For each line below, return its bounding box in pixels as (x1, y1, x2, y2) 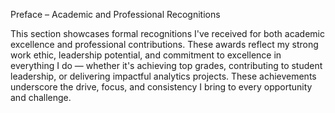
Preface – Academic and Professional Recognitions (10, 9, 221, 20)
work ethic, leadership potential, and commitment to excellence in (10, 49, 282, 61)
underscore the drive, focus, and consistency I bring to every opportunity (10, 81, 313, 93)
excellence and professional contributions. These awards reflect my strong (10, 39, 319, 50)
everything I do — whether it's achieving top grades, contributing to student (10, 60, 323, 71)
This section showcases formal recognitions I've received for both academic (10, 28, 326, 39)
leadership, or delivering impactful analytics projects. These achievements (10, 70, 317, 82)
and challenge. (10, 92, 72, 103)
